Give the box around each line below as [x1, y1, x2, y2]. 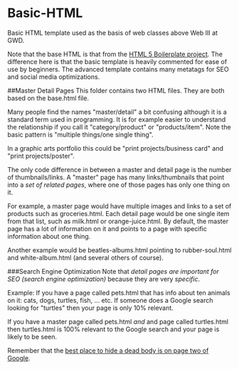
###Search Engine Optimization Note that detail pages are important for [7, 267, 219, 275]
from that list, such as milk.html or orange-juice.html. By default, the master [7, 217, 229, 225]
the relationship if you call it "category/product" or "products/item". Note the [7, 122, 231, 131]
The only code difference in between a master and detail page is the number [7, 165, 232, 173]
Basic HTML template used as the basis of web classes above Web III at [7, 28, 218, 37]
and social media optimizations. [7, 73, 100, 81]
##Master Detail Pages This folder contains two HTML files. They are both [7, 86, 225, 95]
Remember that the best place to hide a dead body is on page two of [7, 346, 209, 355]
